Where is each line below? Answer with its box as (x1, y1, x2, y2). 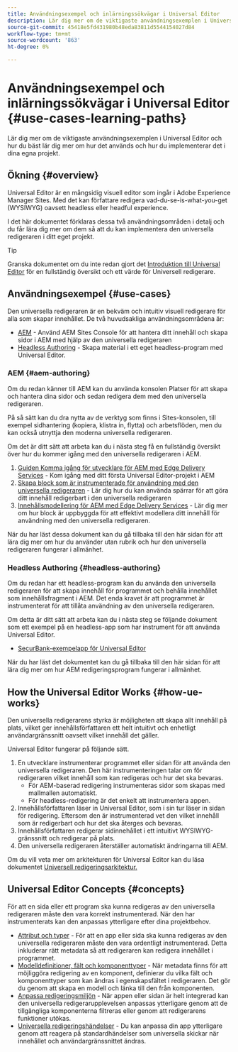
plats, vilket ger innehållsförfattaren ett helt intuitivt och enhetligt (7, 723, 196, 732)
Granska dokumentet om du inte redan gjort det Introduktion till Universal (7, 260, 221, 268)
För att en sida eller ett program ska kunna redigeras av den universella (7, 902, 215, 911)
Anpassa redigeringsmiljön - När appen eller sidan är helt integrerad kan (17, 991, 229, 999)
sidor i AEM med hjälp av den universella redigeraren (17, 335, 172, 344)
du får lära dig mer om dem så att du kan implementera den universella (7, 224, 214, 233)
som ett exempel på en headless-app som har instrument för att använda (7, 623, 220, 632)
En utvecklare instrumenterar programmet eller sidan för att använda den (17, 758, 231, 767)
